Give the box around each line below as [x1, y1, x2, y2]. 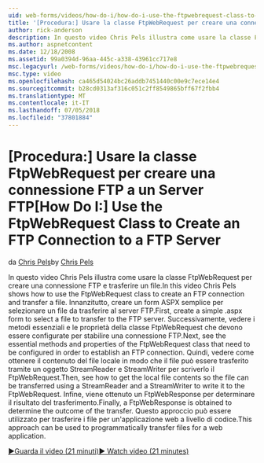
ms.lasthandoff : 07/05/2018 [8, 107, 101, 115]
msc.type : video [8, 70, 61, 78]
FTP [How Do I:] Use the [8, 198, 163, 216]
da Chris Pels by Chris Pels [8, 257, 94, 266]
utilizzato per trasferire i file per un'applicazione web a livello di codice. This [8, 414, 253, 424]
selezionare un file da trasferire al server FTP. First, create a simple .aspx [8, 306, 243, 315]
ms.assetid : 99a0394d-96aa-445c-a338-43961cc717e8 [8, 56, 178, 64]
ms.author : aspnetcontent [8, 41, 93, 49]
